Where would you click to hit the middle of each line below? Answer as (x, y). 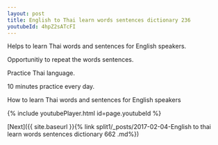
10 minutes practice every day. (51, 87)
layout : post (26, 14)
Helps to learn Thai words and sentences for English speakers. (97, 46)
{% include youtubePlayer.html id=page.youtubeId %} (84, 113)
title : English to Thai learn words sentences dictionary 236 (99, 20)
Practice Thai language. (41, 73)
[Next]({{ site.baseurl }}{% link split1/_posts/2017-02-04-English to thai (109, 127)
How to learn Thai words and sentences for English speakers (94, 100)
